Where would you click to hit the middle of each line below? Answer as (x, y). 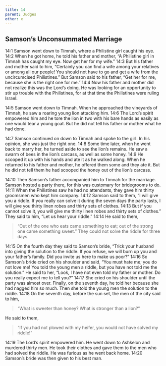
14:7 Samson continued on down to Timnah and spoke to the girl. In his (78, 139)
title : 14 (15, 10)
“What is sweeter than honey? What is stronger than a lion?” (79, 309)
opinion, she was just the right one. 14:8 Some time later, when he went (78, 144)
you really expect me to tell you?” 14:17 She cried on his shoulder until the (80, 278)
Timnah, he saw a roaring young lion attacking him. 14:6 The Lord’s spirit (79, 113)
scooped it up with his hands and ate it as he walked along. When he (75, 159)
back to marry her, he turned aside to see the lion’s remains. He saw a (76, 149)
